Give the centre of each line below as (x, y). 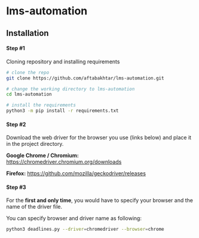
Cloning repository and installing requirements (63, 62)
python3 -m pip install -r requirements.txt (62, 111)
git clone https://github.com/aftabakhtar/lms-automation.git (85, 78)
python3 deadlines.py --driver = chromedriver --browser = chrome (85, 229)
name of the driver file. (34, 207)
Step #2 (16, 124)
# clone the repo (28, 72)
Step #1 (16, 48)
